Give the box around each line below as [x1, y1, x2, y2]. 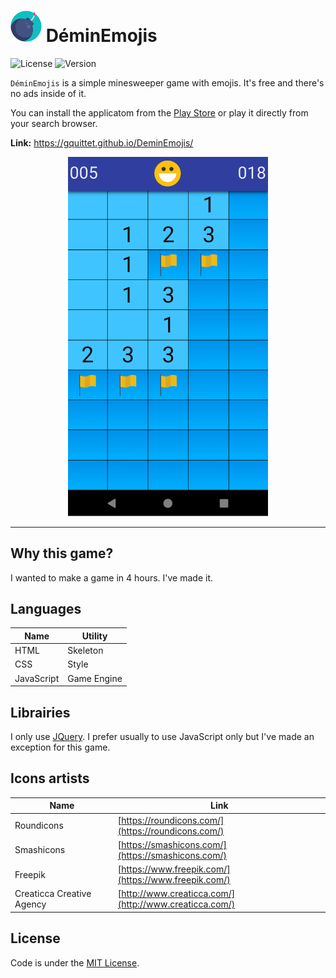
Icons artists [10, 770, 90, 787]
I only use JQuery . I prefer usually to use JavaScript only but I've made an [10, 731, 315, 742]
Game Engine [67, 672, 123, 684]
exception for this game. [10, 741, 111, 753]
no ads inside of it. [10, 87, 87, 99]
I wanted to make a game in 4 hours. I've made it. [10, 571, 213, 584]
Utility [81, 630, 108, 642]
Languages [10, 601, 82, 618]
